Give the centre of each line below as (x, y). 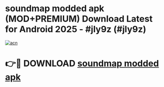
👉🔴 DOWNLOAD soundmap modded (82, 64)
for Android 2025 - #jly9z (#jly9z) (76, 29)
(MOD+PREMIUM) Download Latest (79, 19)
